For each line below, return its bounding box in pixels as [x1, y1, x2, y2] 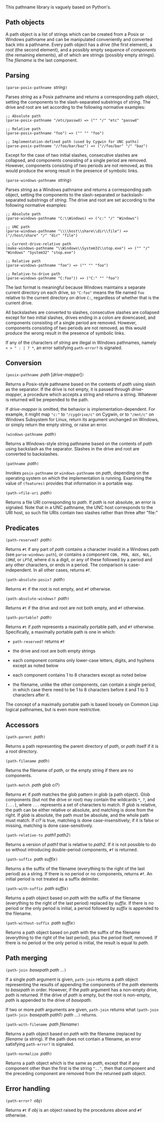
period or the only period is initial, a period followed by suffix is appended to [5, 906, 159, 911]
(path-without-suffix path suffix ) [5, 920, 76, 926]
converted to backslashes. [5, 451, 59, 457]
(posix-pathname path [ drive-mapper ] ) [5, 372, 84, 378]
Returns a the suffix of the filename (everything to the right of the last [5, 866, 145, 871]
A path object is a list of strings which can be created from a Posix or [5, 31, 144, 37]
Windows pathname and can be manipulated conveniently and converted [5, 36, 153, 42]
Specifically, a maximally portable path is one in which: [5, 629, 116, 635]
